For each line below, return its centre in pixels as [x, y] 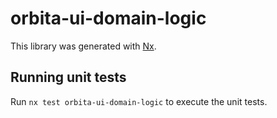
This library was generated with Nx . [83, 46]
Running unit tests [68, 77]
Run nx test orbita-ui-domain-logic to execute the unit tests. [139, 101]
